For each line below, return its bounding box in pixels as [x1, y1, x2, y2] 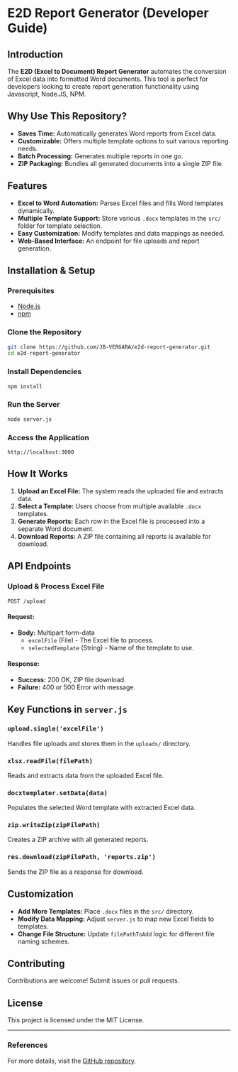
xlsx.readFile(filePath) [7, 757, 93, 765]
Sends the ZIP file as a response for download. [7, 868, 144, 876]
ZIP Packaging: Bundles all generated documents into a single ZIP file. [17, 159, 224, 168]
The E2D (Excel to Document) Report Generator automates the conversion [7, 67, 227, 75]
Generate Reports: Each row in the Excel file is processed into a [17, 517, 205, 525]
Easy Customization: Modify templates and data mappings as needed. [17, 229, 225, 237]
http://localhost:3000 [7, 449, 74, 456]
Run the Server [7, 400, 60, 410]
